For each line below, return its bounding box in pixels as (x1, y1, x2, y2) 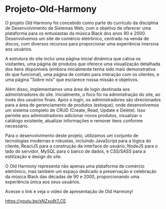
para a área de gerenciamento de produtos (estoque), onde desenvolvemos (5, 102, 159, 108)
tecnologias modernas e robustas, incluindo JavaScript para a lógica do (5, 137, 152, 144)
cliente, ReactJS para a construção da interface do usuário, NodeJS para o (5, 143, 158, 149)
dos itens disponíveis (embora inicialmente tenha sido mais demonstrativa (5, 66, 156, 72)
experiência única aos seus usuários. (5, 179, 81, 185)
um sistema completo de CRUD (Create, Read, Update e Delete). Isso (5, 107, 146, 113)
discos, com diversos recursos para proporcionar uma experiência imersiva (5, 41, 159, 46)
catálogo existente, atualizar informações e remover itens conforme (5, 118, 143, 124)
